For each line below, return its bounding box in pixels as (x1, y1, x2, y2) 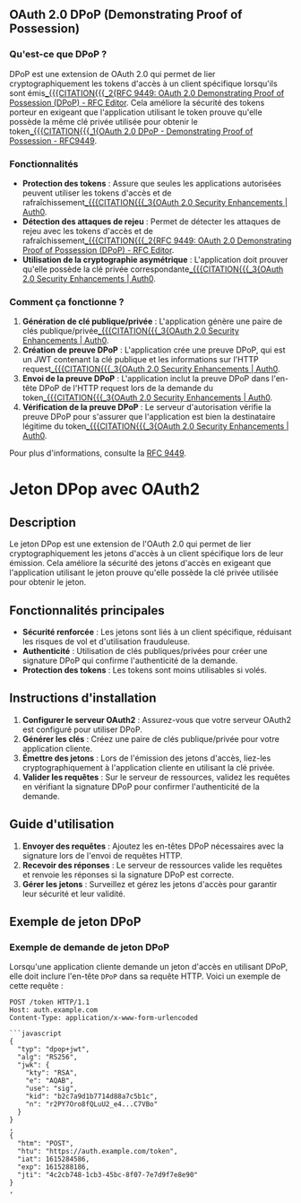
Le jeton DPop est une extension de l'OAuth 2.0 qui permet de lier (9, 538, 252, 550)
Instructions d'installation (9, 691, 157, 706)
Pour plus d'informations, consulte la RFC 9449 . (9, 448, 186, 458)
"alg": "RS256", (17, 1053, 78, 1062)
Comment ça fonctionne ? (9, 295, 125, 308)
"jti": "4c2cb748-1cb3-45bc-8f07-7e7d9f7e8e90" (17, 1171, 199, 1180)
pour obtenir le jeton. (9, 577, 87, 588)
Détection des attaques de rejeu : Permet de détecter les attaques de (21, 215, 281, 227)
